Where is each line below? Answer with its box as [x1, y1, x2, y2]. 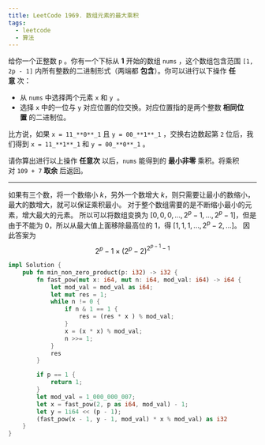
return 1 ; [50, 379, 83, 387]
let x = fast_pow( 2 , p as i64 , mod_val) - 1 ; [36, 400, 189, 408]
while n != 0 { [50, 298, 101, 306]
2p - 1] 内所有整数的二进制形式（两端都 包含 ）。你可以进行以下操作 [8, 66, 227, 76]
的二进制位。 [28, 112, 71, 123]
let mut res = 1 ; [50, 290, 108, 299]
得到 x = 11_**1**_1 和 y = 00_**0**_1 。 [14, 139, 150, 149]
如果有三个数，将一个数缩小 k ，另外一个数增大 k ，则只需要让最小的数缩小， [8, 190, 255, 200]
